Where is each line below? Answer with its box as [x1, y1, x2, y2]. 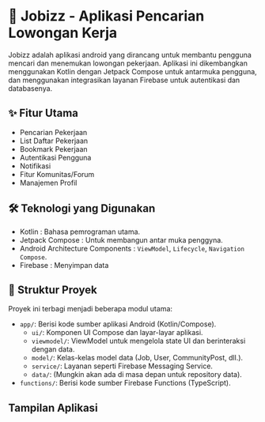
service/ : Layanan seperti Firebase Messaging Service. [31, 361, 214, 371]
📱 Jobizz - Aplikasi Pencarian [8, 7, 205, 25]
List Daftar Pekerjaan [19, 136, 89, 145]
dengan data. [31, 345, 75, 354]
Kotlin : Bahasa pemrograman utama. [19, 227, 141, 236]
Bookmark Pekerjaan [19, 144, 89, 153]
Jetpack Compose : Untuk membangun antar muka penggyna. [19, 235, 223, 244]
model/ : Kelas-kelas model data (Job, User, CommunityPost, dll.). [31, 353, 244, 363]
